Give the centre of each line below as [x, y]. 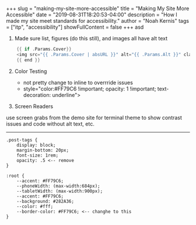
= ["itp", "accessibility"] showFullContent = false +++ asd [75, 27]
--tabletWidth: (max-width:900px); [60, 191]
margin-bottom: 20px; [43, 150]
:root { [15, 176]
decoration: [37, 95]
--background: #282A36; [45, 201]
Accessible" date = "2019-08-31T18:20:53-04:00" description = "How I [92, 15]
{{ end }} [29, 60]
